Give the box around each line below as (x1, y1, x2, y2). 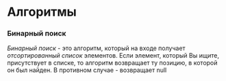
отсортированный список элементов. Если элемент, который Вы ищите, (7, 51, 219, 60)
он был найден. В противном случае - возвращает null (7, 66, 167, 74)
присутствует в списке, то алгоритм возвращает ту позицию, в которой (7, 59, 218, 67)
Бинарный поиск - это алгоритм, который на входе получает (7, 44, 186, 52)
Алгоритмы (7, 4, 77, 20)
